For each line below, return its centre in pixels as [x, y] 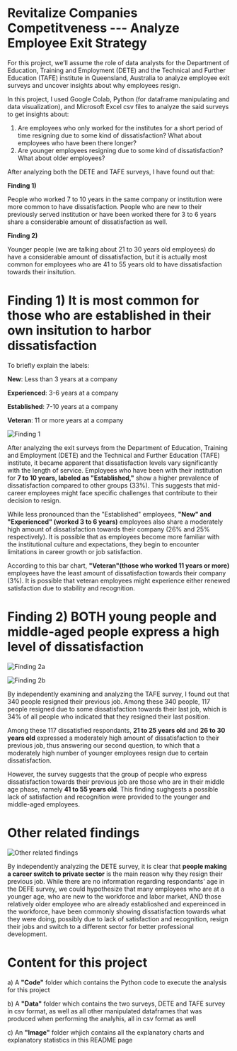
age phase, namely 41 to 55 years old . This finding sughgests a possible [113, 789]
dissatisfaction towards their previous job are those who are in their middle [116, 782]
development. [27, 934]
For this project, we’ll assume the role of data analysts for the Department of [118, 62]
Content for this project [77, 962]
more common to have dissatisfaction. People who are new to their [105, 206]
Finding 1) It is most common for [103, 301]
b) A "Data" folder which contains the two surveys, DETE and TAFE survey [116, 1004]
